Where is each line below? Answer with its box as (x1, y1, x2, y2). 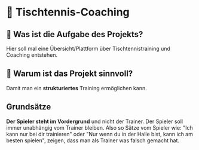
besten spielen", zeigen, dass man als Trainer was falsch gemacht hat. (6, 137, 180, 144)
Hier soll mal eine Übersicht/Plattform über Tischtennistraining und (6, 45, 170, 52)
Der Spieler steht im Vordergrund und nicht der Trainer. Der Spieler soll (6, 118, 183, 125)
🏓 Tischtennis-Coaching (6, 5, 130, 19)
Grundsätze (6, 102, 51, 112)
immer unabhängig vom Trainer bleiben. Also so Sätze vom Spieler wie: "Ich (6, 124, 193, 131)
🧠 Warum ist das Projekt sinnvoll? (6, 69, 133, 79)
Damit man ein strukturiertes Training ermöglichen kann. (6, 84, 148, 91)
